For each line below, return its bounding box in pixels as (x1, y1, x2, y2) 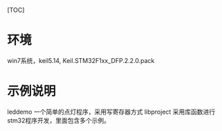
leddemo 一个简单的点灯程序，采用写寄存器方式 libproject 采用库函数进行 (7, 107, 216, 116)
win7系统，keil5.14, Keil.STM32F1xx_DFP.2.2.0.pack (7, 56, 155, 64)
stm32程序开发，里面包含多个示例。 (7, 116, 111, 124)
